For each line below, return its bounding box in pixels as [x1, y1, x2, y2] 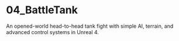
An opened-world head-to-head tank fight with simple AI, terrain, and [6, 23, 174, 29]
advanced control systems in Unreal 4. [6, 28, 99, 35]
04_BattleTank [6, 3, 78, 17]
